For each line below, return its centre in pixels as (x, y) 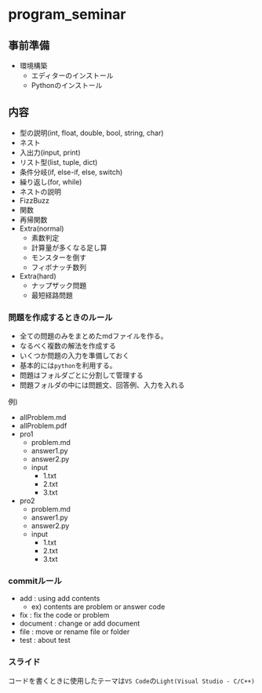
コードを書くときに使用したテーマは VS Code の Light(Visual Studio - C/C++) (131, 680)
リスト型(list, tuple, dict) (58, 162)
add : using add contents (60, 599)
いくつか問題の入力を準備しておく (74, 356)
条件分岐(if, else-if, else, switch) (71, 172)
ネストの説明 (40, 191)
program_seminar (67, 15)
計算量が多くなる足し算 (69, 247)
